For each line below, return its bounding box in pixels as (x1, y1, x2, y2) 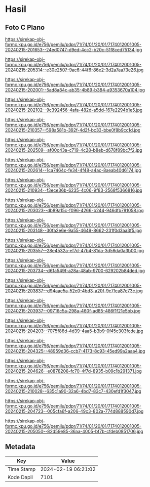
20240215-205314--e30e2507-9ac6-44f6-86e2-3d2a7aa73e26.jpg (5, 67, 144, 73)
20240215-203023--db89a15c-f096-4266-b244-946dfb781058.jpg (5, 208, 144, 213)
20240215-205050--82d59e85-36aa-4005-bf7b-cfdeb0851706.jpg (5, 429, 144, 434)
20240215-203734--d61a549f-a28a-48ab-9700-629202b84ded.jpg (5, 268, 145, 273)
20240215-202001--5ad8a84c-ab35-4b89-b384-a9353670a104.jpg (5, 87, 145, 92)
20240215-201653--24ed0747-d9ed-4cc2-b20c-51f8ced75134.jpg (5, 47, 142, 52)
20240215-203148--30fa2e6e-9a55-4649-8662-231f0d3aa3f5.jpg (5, 227, 142, 233)
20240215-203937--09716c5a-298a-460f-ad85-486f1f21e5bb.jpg (5, 308, 141, 313)
